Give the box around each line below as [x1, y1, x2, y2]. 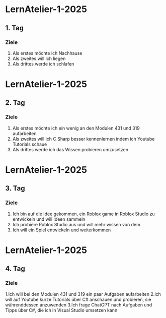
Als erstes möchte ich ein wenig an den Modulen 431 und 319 [12, 125, 140, 131]
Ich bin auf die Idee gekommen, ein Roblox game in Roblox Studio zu [12, 211, 155, 217]
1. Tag [5, 24, 24, 32]
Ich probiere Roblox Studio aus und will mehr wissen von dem [12, 221, 141, 227]
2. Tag [5, 98, 25, 107]
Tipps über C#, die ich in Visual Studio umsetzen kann [5, 307, 118, 313]
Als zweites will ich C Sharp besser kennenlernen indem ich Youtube [12, 136, 155, 142]
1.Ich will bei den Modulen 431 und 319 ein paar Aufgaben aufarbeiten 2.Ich [5, 291, 161, 297]
